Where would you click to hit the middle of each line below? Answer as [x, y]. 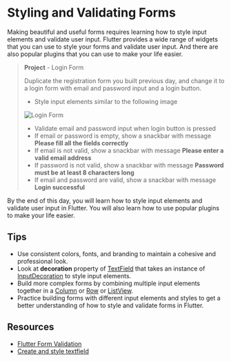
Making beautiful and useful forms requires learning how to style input [107, 32]
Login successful [59, 187]
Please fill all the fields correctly [81, 143]
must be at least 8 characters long [84, 172]
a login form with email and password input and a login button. [113, 88]
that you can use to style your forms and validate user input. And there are [113, 46]
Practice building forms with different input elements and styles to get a [119, 298]
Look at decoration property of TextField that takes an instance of [111, 269]
